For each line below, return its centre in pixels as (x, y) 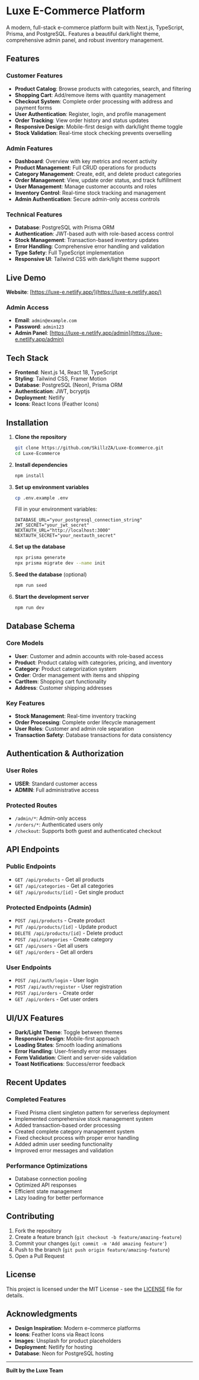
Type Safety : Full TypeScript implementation (69, 253)
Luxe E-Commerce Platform (76, 11)
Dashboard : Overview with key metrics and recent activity (86, 161)
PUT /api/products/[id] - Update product (66, 926)
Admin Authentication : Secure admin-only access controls (87, 199)
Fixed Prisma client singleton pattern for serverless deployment (92, 1112)
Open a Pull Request (40, 1256)
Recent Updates (36, 1082)
